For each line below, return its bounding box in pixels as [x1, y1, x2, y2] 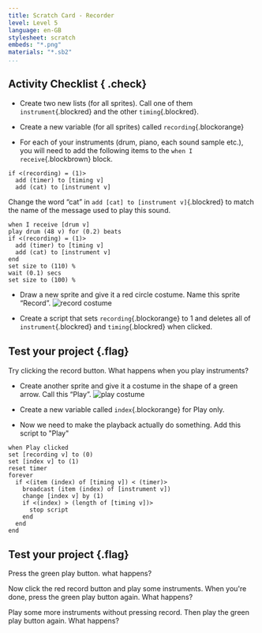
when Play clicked [8, 444, 69, 451]
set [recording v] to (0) [8, 451, 93, 459]
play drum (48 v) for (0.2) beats [8, 227, 122, 235]
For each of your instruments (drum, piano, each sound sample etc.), [19, 137, 244, 147]
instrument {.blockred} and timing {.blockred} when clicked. [19, 321, 213, 331]
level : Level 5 [8, 19, 58, 27]
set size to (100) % [8, 275, 77, 284]
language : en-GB [8, 26, 62, 34]
